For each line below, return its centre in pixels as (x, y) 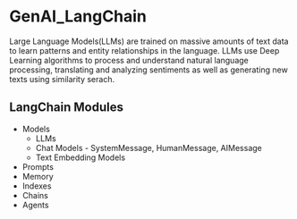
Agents (35, 205)
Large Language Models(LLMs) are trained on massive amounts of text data (149, 41)
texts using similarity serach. (62, 79)
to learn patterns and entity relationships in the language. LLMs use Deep (144, 50)
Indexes (37, 186)
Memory (38, 176)
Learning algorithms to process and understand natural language (129, 60)
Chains (35, 195)
